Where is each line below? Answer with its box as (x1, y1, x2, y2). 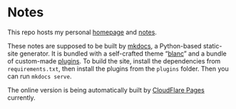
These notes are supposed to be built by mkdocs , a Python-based (7, 41, 202, 50)
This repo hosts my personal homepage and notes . (7, 28, 157, 36)
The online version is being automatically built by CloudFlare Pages (7, 85, 205, 94)
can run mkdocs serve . (7, 72, 72, 81)
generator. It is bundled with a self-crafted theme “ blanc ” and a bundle (19, 49, 227, 58)
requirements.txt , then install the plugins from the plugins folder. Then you (7, 64, 230, 73)
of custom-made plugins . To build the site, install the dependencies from (7, 56, 221, 65)
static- (202, 41, 222, 50)
